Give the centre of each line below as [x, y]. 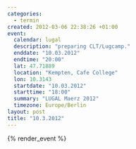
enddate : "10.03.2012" [47, 53]
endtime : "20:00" [39, 60]
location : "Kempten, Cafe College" [66, 72]
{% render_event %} [37, 138]
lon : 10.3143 [33, 79]
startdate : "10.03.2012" [50, 86]
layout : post [26, 112]
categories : [25, 14]
